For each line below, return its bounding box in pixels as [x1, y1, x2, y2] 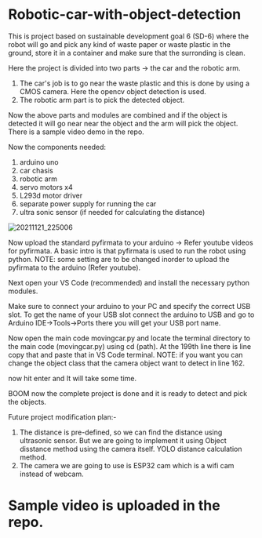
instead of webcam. [19, 469, 84, 478]
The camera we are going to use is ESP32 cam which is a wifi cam [19, 460, 235, 470]
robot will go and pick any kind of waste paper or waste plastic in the [8, 39, 231, 49]
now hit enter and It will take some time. [8, 373, 137, 383]
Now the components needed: [8, 142, 107, 151]
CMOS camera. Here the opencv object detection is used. [19, 86, 206, 96]
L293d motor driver [19, 191, 83, 200]
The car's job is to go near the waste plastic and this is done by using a [19, 78, 249, 88]
